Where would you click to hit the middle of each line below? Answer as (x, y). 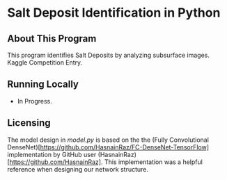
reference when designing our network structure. (78, 169)
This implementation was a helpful (154, 162)
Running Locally (43, 84)
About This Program (52, 39)
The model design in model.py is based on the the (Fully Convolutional (108, 140)
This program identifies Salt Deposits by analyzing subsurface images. (109, 55)
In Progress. (34, 101)
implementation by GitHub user (52, 154)
